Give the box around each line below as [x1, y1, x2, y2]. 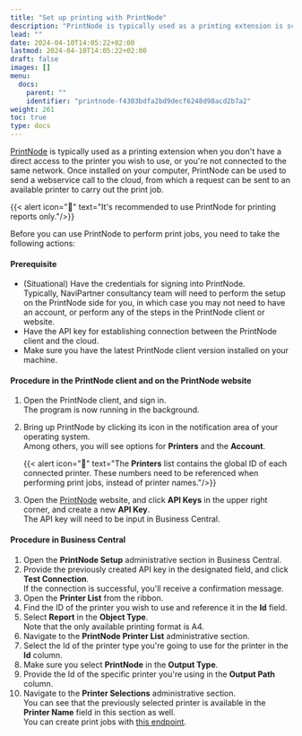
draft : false [10, 55, 59, 64]
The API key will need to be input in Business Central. [22, 514, 220, 524]
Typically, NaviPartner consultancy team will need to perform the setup [22, 288, 286, 299]
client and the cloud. [22, 335, 99, 346]
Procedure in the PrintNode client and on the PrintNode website [10, 375, 252, 385]
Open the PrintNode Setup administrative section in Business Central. [22, 554, 282, 565]
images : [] [10, 64, 51, 73]
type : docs [10, 122, 51, 131]
